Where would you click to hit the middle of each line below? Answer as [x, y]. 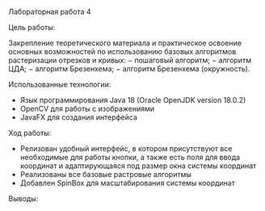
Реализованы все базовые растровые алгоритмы [105, 174]
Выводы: [23, 198]
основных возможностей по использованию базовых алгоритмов [122, 51]
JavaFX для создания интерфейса [78, 117]
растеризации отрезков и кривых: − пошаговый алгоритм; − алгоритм [130, 60]
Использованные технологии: [60, 84]
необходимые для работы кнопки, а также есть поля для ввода [130, 157]
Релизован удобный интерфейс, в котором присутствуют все [126, 148]
